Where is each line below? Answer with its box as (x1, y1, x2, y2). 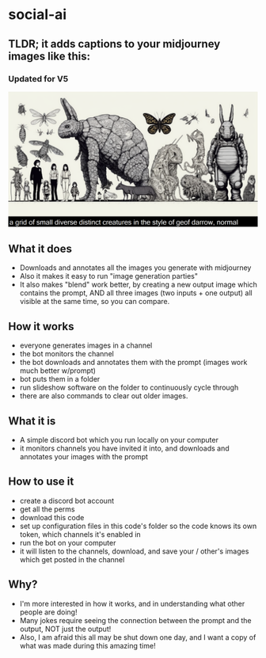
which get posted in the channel (19, 554, 125, 564)
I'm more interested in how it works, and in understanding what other (19, 599, 245, 608)
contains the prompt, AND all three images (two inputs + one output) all (19, 288, 253, 298)
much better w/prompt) (19, 366, 97, 375)
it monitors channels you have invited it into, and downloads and (19, 443, 230, 453)
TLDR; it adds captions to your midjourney (8, 37, 221, 51)
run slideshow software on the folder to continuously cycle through (19, 382, 239, 393)
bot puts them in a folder (19, 375, 101, 384)
